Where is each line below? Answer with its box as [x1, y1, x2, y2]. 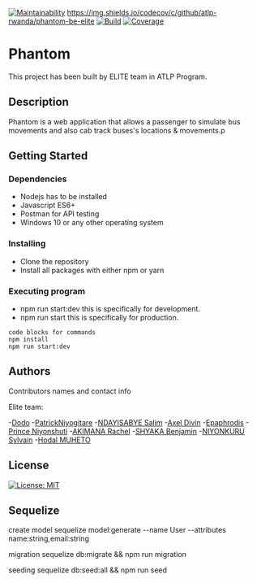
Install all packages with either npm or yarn [19, 265, 165, 275]
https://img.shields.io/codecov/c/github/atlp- [66, 8, 217, 17]
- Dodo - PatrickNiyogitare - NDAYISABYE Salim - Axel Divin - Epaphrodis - [8, 417, 250, 427]
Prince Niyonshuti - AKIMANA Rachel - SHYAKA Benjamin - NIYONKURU [8, 426, 245, 436]
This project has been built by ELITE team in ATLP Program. [8, 72, 208, 81]
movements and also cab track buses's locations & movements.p [8, 125, 225, 135]
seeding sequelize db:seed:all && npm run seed [8, 565, 168, 575]
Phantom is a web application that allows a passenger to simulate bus [8, 116, 241, 126]
